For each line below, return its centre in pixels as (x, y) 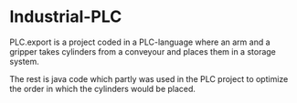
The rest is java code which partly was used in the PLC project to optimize (149, 78)
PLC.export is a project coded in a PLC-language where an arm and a (140, 42)
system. (24, 61)
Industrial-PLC (66, 17)
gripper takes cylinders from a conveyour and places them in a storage (143, 51)
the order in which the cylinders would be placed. (103, 88)
